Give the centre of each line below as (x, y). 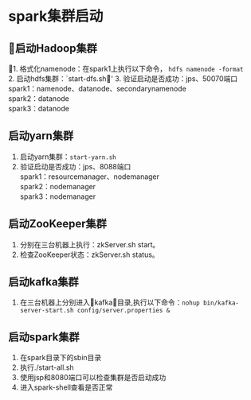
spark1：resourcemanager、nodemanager (90, 177)
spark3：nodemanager (58, 196)
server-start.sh (47, 311)
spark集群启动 (56, 16)
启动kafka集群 (44, 282)
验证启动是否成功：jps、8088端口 (75, 166)
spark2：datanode (39, 99)
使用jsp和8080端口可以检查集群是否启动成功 (93, 378)
